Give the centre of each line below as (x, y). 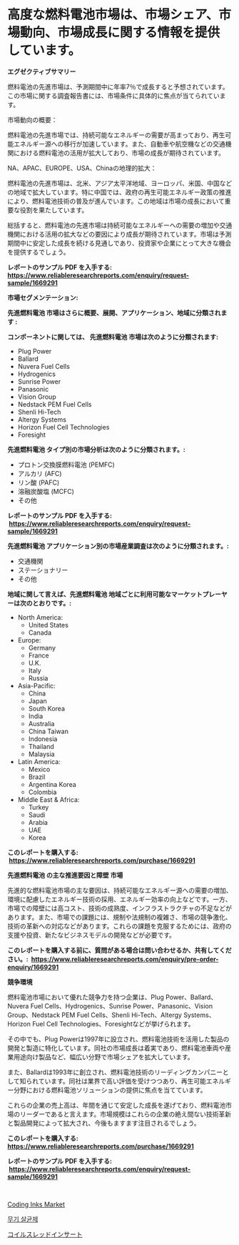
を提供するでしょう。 (39, 252)
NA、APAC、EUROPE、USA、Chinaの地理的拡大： (82, 168)
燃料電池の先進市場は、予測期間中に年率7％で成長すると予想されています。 (118, 86)
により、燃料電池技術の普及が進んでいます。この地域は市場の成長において (116, 201)
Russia (38, 678)
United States (49, 625)
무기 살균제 (23, 1219)
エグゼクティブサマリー (42, 71)
